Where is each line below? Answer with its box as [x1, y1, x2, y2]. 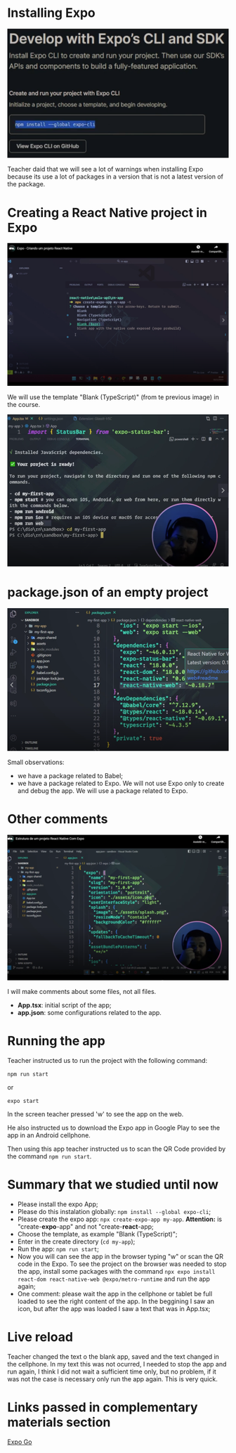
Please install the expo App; [17, 1200, 98, 1208]
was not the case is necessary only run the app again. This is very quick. [7, 1374, 218, 1383]
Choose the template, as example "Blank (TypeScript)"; [17, 1229, 178, 1238]
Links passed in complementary [7, 1400, 198, 1416]
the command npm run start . [7, 1152, 92, 1161]
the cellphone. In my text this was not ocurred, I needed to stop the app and [7, 1360, 227, 1368]
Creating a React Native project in [7, 205, 207, 221]
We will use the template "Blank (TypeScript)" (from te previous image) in [7, 393, 219, 401]
